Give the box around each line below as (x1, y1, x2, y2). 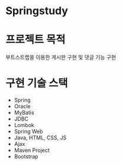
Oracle (14, 103, 31, 110)
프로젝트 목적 (5, 33, 66, 47)
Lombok (14, 122, 35, 129)
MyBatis (14, 109, 34, 116)
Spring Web (14, 128, 43, 135)
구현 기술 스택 (5, 77, 68, 90)
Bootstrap (14, 153, 38, 160)
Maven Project (14, 147, 50, 154)
